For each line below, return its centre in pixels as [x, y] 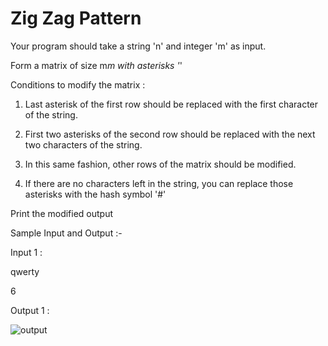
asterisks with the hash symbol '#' [95, 194]
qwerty [25, 271]
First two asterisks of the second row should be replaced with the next [170, 134]
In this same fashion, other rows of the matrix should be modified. [160, 164]
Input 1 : [26, 252]
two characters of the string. [83, 144]
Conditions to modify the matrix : [78, 84]
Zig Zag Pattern [76, 18]
